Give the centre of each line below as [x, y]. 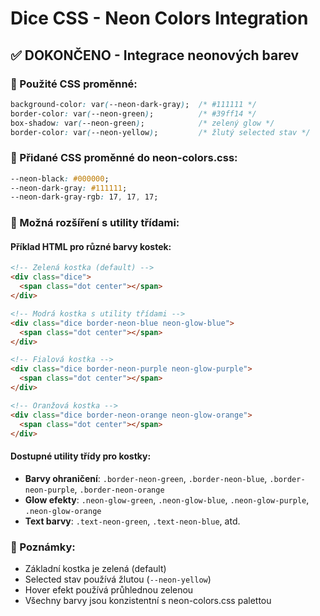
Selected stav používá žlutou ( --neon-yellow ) [118, 579]
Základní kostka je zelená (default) [95, 568]
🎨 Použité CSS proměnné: [74, 84]
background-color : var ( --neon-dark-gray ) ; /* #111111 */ [133, 104]
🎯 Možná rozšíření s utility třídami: [95, 223]
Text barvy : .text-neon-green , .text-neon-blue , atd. [132, 521]
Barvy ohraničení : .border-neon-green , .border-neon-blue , [146, 478]
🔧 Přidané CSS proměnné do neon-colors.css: [124, 158]
